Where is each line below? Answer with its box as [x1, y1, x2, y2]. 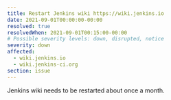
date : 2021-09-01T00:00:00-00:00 [7, 16, 103, 23]
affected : [7, 49, 36, 55]
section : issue [7, 67, 51, 74]
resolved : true [7, 23, 51, 29]
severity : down [7, 42, 51, 49]
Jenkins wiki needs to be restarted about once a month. [7, 86, 165, 95]
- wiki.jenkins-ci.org [13, 61, 78, 68]
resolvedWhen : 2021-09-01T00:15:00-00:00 [7, 29, 128, 36]
